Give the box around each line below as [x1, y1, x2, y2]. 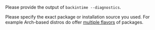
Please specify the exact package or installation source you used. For [5, 14, 150, 19]
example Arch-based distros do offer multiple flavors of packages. [5, 19, 144, 25]
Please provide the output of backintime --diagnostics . [5, 4, 121, 10]
